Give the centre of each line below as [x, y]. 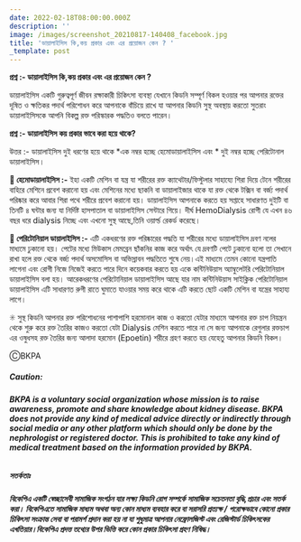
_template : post [40, 51]
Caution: [26, 377]
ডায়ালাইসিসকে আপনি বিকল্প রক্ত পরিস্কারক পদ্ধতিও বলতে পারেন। [91, 116]
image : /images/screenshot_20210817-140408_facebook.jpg [119, 34]
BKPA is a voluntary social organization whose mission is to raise [134, 399]
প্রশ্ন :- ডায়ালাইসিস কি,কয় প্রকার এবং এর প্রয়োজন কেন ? [80, 77]
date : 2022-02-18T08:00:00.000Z [70, 18]
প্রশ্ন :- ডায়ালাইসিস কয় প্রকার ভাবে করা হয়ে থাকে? [73, 134]
